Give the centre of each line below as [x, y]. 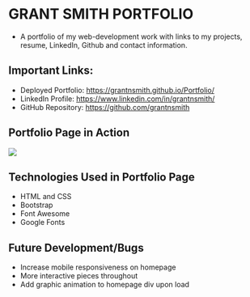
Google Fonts [42, 223]
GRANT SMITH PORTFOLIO [101, 14]
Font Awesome [45, 214]
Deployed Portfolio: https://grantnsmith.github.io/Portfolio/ [117, 90]
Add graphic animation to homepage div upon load [105, 285]
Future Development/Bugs [76, 248]
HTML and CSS [46, 197]
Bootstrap [36, 205]
